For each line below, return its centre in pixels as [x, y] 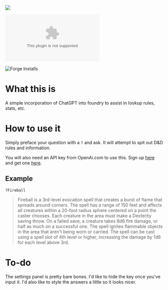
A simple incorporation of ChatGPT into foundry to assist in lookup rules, [80, 103]
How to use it [33, 129]
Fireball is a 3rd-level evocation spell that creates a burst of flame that [90, 200]
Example [19, 179]
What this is [31, 89]
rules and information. [28, 148]
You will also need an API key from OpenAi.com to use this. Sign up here [80, 157]
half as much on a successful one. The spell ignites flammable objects [90, 226]
